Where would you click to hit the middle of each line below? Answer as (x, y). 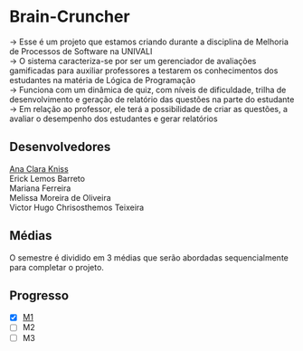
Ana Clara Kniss (39, 168)
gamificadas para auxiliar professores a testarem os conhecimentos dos (144, 71)
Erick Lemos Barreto (47, 178)
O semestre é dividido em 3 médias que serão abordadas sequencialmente (149, 257)
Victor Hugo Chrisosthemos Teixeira (77, 207)
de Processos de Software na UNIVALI (81, 51)
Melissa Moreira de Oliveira (60, 197)
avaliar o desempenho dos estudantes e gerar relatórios (114, 119)
